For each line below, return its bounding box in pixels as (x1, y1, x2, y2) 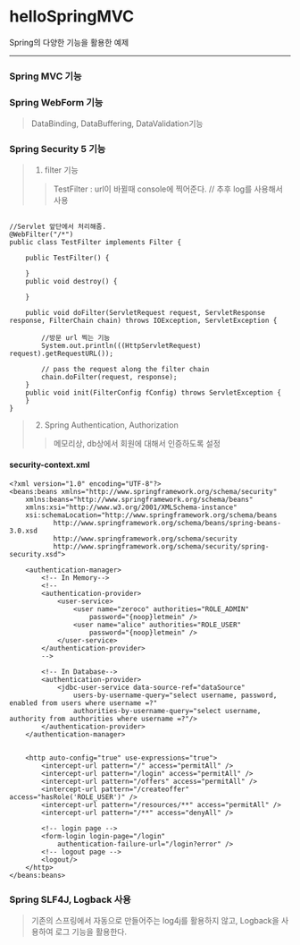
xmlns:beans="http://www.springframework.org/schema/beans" (25, 495, 254, 504)
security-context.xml (9, 459, 90, 471)
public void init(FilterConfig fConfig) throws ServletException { (25, 388, 281, 397)
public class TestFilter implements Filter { (9, 238, 181, 247)
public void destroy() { (25, 277, 118, 286)
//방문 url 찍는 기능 (41, 334, 111, 343)
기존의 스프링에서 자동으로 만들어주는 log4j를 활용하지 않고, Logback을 (30, 915, 279, 925)
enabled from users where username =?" (9, 698, 158, 708)
